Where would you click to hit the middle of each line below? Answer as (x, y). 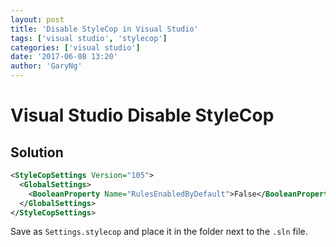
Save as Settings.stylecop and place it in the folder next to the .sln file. (159, 232)
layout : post (37, 19)
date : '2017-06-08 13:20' (64, 57)
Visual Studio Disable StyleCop (142, 115)
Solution (37, 152)
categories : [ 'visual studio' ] (75, 47)
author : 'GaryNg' (46, 66)
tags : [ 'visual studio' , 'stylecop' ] (89, 38)
